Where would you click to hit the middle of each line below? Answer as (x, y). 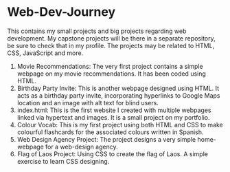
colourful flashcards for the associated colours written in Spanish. (110, 132)
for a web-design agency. (81, 147)
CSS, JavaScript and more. (45, 53)
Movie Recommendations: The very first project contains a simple (110, 66)
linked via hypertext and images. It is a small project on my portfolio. (113, 117)
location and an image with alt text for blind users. (88, 103)
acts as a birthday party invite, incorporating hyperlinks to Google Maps (118, 95)
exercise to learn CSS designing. (63, 161)
